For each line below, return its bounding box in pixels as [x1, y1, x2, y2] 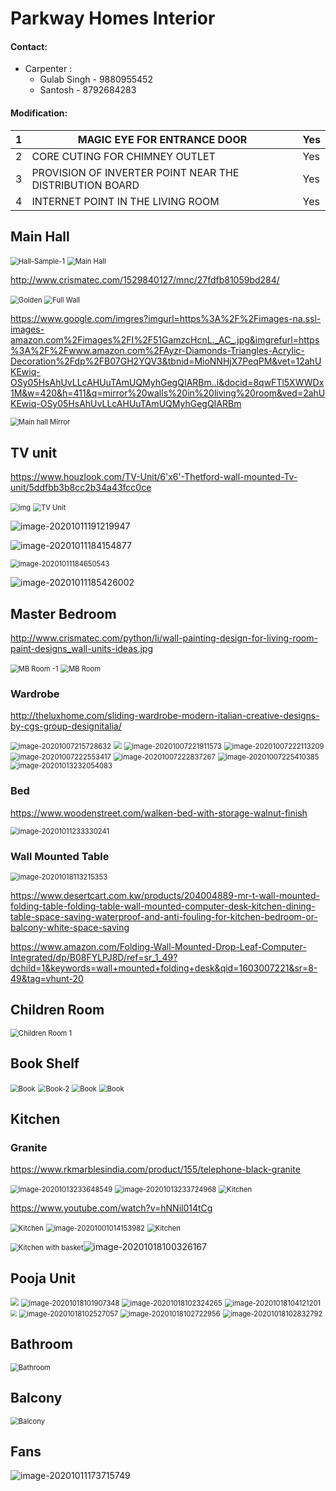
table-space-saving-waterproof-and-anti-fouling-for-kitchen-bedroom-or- [10, 910, 318, 922]
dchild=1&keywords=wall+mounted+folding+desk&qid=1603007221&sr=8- [10, 962, 318, 974]
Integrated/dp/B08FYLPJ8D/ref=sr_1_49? [10, 951, 178, 963]
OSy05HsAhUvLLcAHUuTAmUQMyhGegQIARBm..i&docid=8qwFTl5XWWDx [10, 377, 325, 389]
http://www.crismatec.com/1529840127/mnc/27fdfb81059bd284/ [10, 274, 280, 286]
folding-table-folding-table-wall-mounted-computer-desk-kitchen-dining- [10, 900, 316, 912]
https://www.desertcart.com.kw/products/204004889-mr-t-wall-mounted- [10, 889, 320, 901]
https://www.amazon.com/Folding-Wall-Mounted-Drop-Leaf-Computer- [10, 940, 307, 952]
